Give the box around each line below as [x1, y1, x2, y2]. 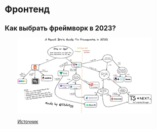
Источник [17, 118, 38, 125]
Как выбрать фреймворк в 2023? [5, 24, 116, 33]
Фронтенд [5, 4, 50, 15]
